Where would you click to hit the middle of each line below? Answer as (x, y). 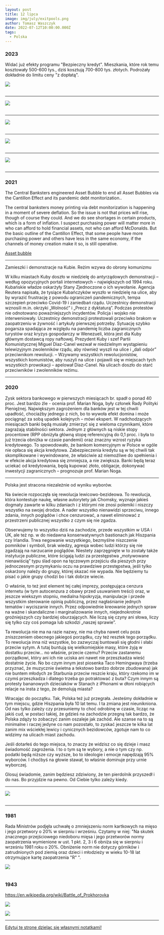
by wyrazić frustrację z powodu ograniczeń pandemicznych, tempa (73, 297)
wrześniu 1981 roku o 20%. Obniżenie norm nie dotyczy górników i (72, 847)
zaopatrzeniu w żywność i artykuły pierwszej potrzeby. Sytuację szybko (78, 323)
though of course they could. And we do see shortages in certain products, (81, 218)
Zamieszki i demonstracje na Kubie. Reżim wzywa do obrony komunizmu (78, 267)
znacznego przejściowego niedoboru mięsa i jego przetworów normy (75, 837)
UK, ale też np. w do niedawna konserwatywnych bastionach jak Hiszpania (81, 535)
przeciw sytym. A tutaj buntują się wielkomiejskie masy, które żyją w (74, 647)
